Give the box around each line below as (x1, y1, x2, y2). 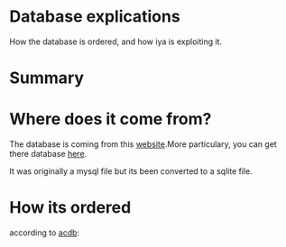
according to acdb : (9, 227, 79, 238)
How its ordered (9, 197, 132, 218)
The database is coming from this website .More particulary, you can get (9, 139, 277, 150)
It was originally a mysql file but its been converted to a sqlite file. (9, 166, 253, 177)
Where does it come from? (9, 109, 212, 130)
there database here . (9, 149, 88, 160)
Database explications (9, 6, 180, 27)
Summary (9, 68, 84, 88)
